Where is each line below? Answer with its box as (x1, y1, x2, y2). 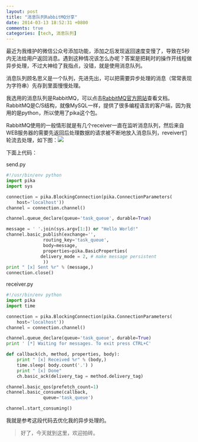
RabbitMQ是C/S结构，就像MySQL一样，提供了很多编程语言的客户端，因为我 (6, 102, 192, 109)
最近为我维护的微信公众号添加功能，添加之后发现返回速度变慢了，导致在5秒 (6, 48, 190, 55)
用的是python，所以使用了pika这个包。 (6, 110, 101, 117)
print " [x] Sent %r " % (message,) (6, 265, 94, 271)
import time (6, 303, 35, 309)
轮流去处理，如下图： (6, 137, 58, 144)
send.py (6, 161, 26, 168)
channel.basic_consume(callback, (6, 390, 88, 395)
